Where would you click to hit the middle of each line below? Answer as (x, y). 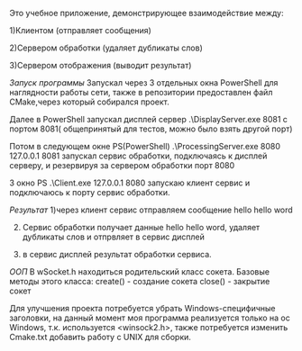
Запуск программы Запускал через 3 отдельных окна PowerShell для (144, 83)
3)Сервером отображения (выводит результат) (101, 65)
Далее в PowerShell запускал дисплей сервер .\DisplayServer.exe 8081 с (149, 119)
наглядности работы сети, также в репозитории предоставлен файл (141, 92)
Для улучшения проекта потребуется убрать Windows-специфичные (142, 308)
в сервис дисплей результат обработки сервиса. (117, 254)
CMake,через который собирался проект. (89, 102)
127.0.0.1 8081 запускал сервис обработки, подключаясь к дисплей (138, 156)
